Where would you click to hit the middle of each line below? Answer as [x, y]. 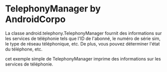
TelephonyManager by [53, 9]
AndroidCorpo [35, 19]
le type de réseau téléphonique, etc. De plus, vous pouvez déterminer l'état [83, 43]
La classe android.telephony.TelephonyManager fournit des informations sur [83, 33]
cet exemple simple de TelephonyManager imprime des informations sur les [83, 58]
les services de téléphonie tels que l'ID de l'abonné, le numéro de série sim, [83, 38]
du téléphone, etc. [24, 49]
